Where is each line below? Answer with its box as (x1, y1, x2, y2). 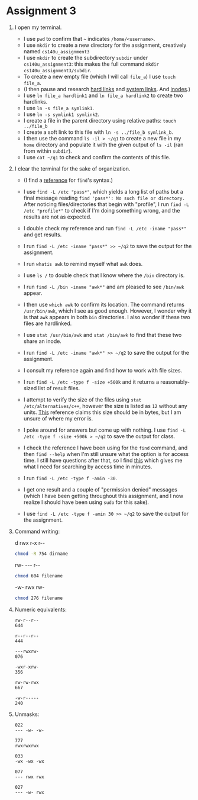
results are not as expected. (23, 213, 92, 220)
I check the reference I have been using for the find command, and (23, 444, 188, 451)
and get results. (23, 231, 62, 238)
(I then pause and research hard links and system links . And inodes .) (23, 85, 191, 92)
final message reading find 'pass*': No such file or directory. (23, 194, 185, 201)
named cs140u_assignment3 (23, 47, 90, 54)
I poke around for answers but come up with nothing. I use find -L (23, 426, 186, 433)
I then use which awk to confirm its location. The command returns (23, 301, 185, 308)
